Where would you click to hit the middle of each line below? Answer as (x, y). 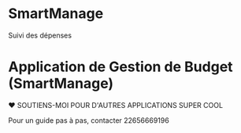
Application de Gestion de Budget (121, 67)
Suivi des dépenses (40, 35)
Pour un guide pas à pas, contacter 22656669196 (89, 120)
